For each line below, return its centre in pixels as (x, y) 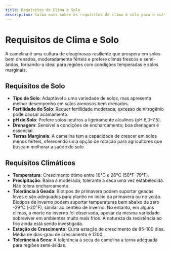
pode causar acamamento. (40, 114)
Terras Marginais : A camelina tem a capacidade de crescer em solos (85, 136)
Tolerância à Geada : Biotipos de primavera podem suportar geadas (83, 192)
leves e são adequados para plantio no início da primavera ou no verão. (87, 197)
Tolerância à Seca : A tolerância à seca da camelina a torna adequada (85, 240)
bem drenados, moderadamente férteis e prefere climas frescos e (74, 59)
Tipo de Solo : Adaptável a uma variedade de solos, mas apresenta (82, 98)
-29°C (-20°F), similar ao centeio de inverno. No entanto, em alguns (83, 208)
